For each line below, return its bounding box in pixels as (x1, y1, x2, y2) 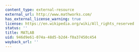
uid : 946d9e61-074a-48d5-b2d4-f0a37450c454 (5, 35, 97, 40)
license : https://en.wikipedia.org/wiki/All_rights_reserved (5, 21, 135, 26)
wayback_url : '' (5, 40, 39, 45)
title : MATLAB (5, 30, 35, 35)
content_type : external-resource (5, 7, 74, 12)
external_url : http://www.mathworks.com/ (5, 12, 92, 17)
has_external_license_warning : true (5, 16, 81, 21)
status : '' (5, 26, 28, 31)
